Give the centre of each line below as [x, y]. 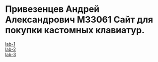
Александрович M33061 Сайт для [79, 20]
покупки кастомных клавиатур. [75, 30]
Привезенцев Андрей [52, 9]
